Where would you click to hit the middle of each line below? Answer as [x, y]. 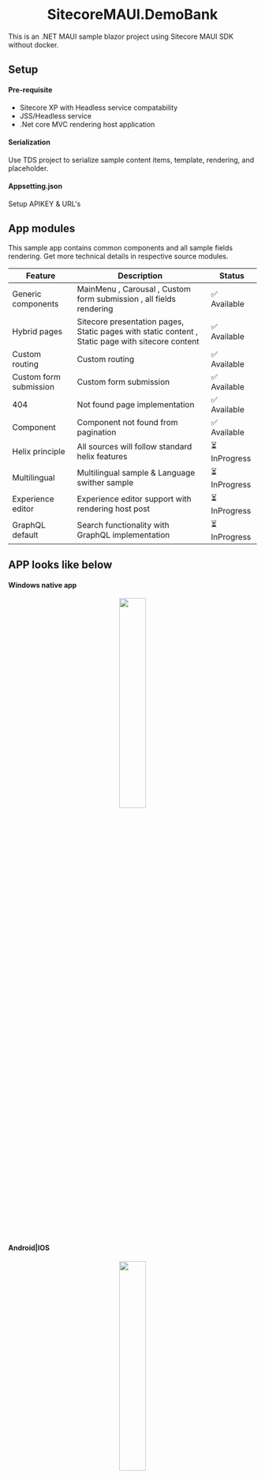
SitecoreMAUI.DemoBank [132, 15]
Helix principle [39, 452]
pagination [97, 432]
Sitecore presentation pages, [130, 322]
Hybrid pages [37, 331]
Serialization [30, 142]
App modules [42, 229]
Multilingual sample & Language [136, 473]
